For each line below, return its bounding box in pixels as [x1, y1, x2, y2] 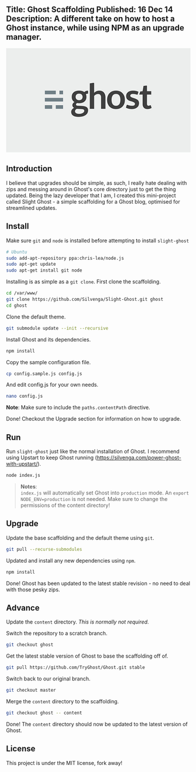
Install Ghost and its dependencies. [6, 336, 91, 343]
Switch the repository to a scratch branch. [6, 630, 108, 637]
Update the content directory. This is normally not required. [6, 618, 149, 625]
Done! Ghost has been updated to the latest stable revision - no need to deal [6, 580, 190, 587]
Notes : [20, 483, 37, 490]
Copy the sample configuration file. [6, 358, 91, 365]
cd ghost [6, 302, 27, 309]
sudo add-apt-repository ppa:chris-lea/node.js [6, 255, 125, 261]
